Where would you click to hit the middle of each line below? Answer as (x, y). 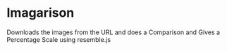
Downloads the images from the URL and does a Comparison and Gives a (113, 32)
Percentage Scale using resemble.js (59, 39)
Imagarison (41, 13)
